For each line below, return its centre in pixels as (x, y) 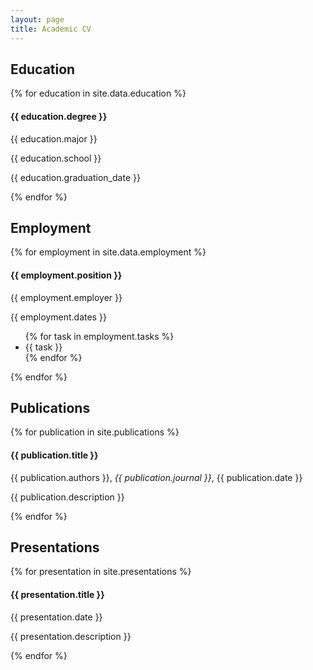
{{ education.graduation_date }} (75, 177)
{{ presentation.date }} (56, 617)
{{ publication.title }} (54, 455)
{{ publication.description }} (67, 497)
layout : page (37, 19)
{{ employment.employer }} (66, 297)
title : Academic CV (51, 29)
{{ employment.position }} (66, 275)
